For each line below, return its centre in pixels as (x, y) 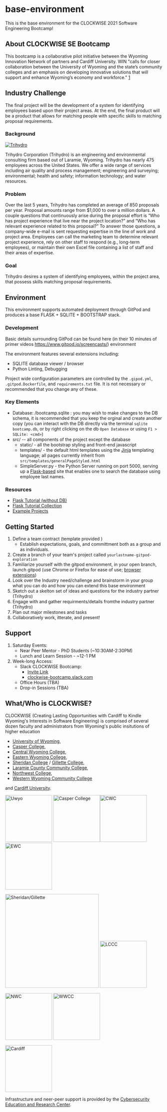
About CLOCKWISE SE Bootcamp (58, 44)
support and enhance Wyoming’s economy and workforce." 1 (68, 77)
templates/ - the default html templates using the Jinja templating (87, 450)
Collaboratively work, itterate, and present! (56, 617)
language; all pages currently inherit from (62, 455)
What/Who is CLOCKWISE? (49, 703)
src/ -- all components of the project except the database (71, 439)
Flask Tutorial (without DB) (40, 500)
